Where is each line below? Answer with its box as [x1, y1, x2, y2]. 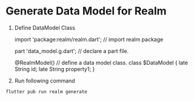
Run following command [14, 77, 75, 84]
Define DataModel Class [14, 24, 75, 31]
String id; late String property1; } [14, 65, 95, 73]
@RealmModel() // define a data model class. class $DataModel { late [14, 59, 189, 66]
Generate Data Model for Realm [5, 4, 167, 18]
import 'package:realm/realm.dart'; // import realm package [14, 35, 164, 43]
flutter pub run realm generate [5, 88, 87, 94]
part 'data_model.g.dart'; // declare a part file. [14, 47, 129, 55]
